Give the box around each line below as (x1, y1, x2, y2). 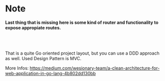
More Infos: (5, 65, 29, 71)
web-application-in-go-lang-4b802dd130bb (5, 70, 96, 76)
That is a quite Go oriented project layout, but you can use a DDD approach (5, 50, 160, 56)
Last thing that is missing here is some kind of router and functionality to (5, 19, 159, 25)
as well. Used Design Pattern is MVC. (5, 55, 82, 61)
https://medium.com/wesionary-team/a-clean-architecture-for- (29, 65, 160, 71)
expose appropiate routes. (5, 24, 61, 30)
